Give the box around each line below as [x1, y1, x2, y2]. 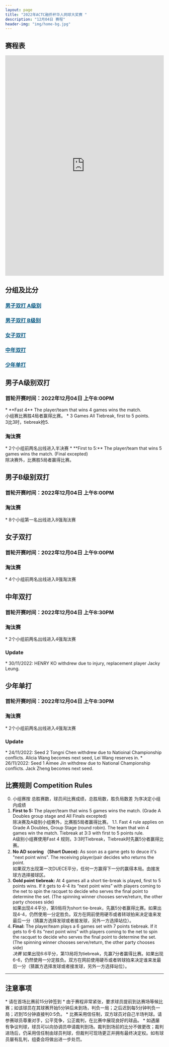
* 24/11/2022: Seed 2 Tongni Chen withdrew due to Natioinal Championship [5, 749, 162, 756]
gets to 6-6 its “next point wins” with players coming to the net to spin [12, 928, 158, 935]
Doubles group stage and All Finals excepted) [12, 813, 107, 819]
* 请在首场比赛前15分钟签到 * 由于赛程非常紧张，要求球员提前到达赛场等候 [5, 998, 159, 1004]
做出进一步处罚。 [49, 1036, 84, 1042]
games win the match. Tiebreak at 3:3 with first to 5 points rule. [12, 830, 144, 836]
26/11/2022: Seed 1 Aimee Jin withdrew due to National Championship [5, 760, 151, 766]
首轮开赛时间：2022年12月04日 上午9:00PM [5, 549, 114, 556]
